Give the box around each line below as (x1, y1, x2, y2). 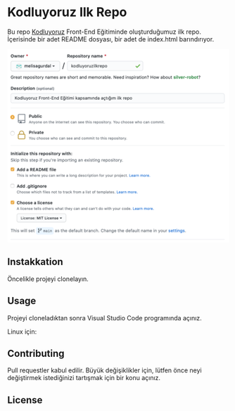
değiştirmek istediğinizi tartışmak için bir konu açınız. (7, 374, 160, 382)
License (7, 394, 43, 406)
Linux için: (7, 327, 37, 336)
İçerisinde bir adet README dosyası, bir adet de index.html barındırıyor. (7, 34, 215, 43)
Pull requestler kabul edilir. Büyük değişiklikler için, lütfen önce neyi (7, 366, 202, 374)
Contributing (7, 347, 65, 359)
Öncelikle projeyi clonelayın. (7, 275, 89, 283)
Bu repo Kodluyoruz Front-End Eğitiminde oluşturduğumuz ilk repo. (7, 27, 202, 36)
